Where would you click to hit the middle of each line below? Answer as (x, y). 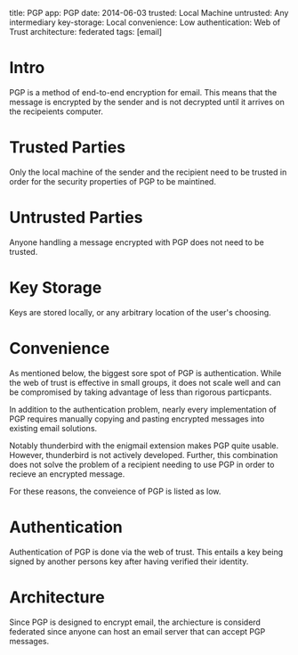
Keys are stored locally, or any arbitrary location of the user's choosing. (140, 312)
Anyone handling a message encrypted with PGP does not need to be (137, 242)
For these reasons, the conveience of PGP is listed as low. (115, 491)
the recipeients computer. (56, 111)
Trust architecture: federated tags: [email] (86, 32)
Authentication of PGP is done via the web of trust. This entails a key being (146, 552)
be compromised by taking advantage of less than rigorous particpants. (141, 392)
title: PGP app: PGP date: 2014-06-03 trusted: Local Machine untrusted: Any (149, 13)
